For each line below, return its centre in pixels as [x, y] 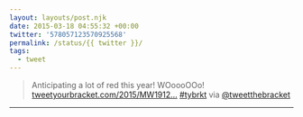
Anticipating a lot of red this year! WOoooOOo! [118, 85]
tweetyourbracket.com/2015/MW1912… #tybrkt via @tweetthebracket [161, 94]
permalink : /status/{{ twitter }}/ [76, 43]
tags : [19, 51]
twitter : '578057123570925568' [68, 34]
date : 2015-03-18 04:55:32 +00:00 [74, 26]
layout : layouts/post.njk [58, 18]
